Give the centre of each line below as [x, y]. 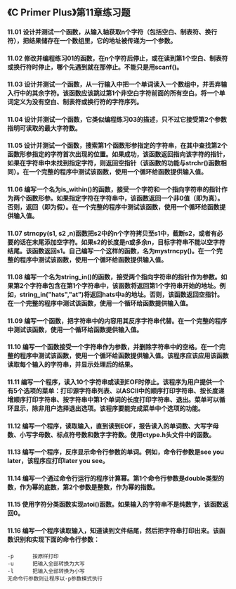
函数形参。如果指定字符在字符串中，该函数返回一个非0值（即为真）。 [125, 198]
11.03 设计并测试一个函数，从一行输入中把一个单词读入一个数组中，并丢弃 [114, 84]
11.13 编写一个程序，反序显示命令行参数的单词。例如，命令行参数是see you [116, 452]
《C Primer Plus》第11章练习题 [69, 13]
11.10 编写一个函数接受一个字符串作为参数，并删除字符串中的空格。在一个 [113, 347]
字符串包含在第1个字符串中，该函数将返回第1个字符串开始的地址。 [124, 286]
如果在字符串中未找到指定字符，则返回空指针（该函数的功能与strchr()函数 [114, 163]
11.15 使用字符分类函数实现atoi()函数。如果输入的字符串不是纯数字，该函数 [115, 505]
